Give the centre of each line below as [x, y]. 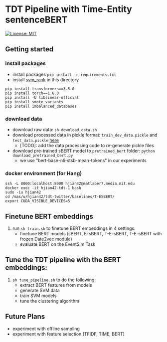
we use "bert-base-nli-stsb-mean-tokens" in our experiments [83, 160]
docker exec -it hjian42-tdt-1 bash [43, 188]
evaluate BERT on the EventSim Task [58, 244]
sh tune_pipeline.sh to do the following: [54, 280]
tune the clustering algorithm [50, 301]
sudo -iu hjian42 [23, 192]
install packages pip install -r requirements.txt [64, 74]
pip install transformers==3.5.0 [40, 89]
